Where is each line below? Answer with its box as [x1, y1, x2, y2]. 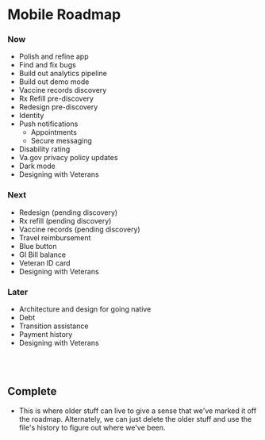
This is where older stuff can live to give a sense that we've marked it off [18, 406, 257, 415]
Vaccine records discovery [18, 86, 107, 95]
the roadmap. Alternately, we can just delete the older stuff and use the [18, 414, 252, 423]
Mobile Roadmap [7, 6, 121, 24]
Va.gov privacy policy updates [18, 153, 118, 163]
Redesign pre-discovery [18, 102, 98, 112]
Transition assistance [18, 321, 89, 331]
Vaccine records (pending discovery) [18, 224, 140, 234]
